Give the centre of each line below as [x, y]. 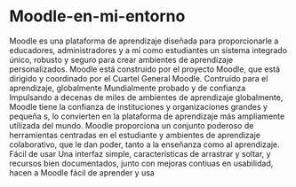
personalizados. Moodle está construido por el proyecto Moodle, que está [145, 69]
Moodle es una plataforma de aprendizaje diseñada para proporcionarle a [144, 41]
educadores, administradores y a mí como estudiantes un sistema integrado [148, 50]
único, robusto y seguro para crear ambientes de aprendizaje [121, 59]
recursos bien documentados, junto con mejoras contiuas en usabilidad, [141, 163]
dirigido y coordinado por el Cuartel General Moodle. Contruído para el [139, 78]
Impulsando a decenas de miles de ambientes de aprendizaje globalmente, [146, 97]
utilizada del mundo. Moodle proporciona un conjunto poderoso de [132, 125]
